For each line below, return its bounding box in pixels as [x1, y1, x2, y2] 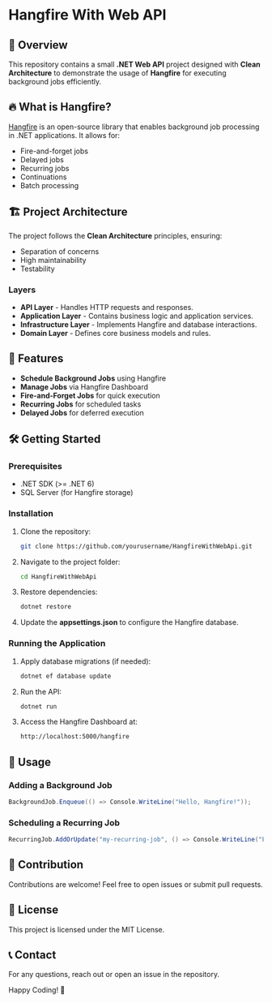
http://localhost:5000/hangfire [19, 733, 130, 741]
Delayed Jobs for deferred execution [19, 407, 144, 417]
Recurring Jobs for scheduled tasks [19, 399, 142, 409]
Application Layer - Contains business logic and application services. [19, 311, 253, 321]
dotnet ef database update [19, 672, 112, 680]
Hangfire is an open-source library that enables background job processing [8, 122, 260, 131]
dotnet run [19, 702, 57, 711]
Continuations [19, 172, 67, 182]
